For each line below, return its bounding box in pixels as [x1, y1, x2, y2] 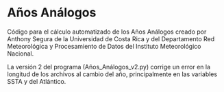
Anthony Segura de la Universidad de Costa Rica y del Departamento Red [7, 34, 215, 43]
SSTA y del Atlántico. [7, 77, 66, 85]
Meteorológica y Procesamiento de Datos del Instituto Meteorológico [7, 42, 201, 50]
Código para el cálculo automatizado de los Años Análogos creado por [7, 27, 207, 36]
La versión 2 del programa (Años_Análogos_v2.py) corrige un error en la [7, 62, 211, 71]
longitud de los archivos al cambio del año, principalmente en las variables [7, 70, 218, 78]
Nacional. [7, 49, 34, 58]
